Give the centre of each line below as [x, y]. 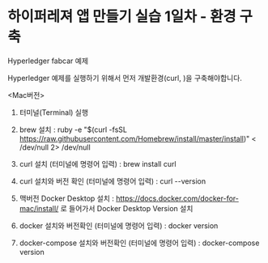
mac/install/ [39, 208]
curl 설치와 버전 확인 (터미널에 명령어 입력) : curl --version [113, 181]
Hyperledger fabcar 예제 [48, 61]
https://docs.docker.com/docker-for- [177, 198]
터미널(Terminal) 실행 [54, 112]
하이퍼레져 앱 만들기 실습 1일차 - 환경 [122, 17]
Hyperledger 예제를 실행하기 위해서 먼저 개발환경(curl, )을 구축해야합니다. [125, 78]
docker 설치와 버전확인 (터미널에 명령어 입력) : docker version [119, 225]
